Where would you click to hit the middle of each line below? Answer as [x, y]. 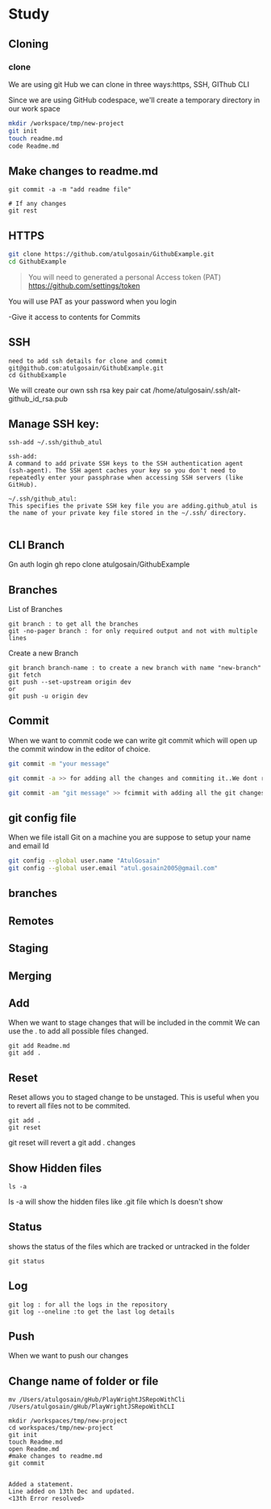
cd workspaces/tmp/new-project [61, 1428]
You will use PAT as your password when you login [93, 301]
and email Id [29, 846]
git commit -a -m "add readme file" [70, 190]
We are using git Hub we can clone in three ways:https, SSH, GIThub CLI [129, 84]
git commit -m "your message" [59, 764]
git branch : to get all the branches [73, 624]
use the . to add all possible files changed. [79, 1031]
